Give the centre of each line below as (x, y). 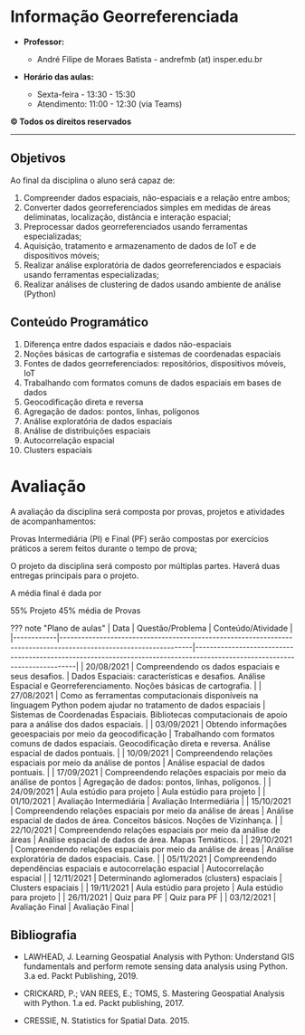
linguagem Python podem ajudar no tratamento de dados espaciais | (138, 705)
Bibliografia (44, 935)
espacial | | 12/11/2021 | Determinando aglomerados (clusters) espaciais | (147, 878)
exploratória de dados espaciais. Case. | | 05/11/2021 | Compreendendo (143, 859)
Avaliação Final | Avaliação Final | (72, 907)
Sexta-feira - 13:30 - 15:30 (86, 94)
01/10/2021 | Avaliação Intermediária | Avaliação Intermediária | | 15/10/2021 (151, 801)
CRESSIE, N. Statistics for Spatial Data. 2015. (106, 1021)
